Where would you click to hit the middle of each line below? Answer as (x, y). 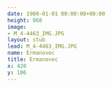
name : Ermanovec (31, 53)
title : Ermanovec (33, 60)
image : (17, 27)
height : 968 (25, 20)
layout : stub (26, 40)
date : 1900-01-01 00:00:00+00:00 (56, 14)
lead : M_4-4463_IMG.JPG (42, 46)
